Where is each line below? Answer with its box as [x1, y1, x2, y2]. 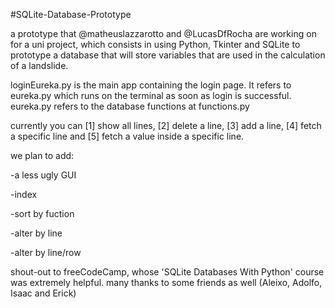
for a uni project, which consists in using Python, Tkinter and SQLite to [10, 39, 301, 50]
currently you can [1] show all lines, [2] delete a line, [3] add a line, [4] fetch [10, 120, 322, 131]
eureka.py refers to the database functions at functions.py [10, 100, 250, 112]
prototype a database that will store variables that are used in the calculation [10, 49, 326, 61]
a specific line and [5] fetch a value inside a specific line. [10, 130, 245, 142]
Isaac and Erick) [10, 287, 77, 299]
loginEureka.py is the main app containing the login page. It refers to [10, 79, 292, 91]
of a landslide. [10, 60, 69, 71]
